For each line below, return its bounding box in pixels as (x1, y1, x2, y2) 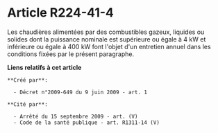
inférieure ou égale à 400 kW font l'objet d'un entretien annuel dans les (7, 42, 211, 51)
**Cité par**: (7, 100, 49, 108)
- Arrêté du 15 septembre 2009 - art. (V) (13, 113, 138, 120)
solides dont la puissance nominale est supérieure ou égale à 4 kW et (7, 35, 206, 43)
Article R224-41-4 (7, 5, 115, 21)
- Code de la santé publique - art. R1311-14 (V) (13, 119, 160, 126)
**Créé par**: (7, 76, 49, 84)
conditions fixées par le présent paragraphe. (7, 50, 134, 58)
